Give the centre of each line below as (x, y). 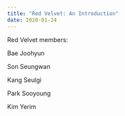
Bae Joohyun (26, 53)
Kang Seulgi (24, 79)
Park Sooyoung (29, 93)
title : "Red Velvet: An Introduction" (63, 13)
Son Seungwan (29, 66)
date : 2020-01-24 (32, 20)
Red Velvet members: (38, 39)
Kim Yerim (22, 106)
